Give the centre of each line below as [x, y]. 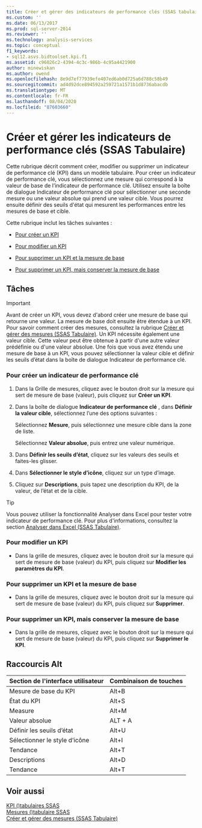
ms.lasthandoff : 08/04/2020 [41, 101]
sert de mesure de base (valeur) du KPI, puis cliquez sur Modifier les [100, 562]
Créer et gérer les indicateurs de [89, 137]
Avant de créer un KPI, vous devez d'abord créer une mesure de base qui [97, 315]
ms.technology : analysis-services [50, 40]
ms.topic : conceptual [33, 46]
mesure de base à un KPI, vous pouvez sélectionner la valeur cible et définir [100, 353]
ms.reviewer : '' [26, 34]
